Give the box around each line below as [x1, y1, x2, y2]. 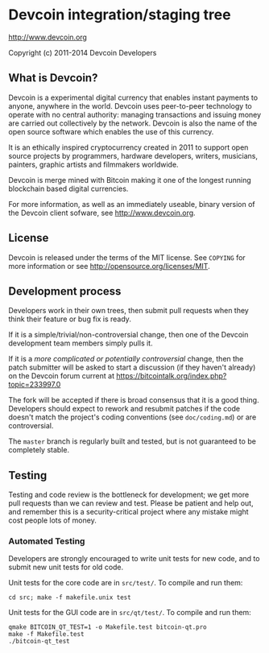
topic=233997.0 [8, 380, 61, 390]
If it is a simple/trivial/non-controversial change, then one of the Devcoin [8, 330, 249, 340]
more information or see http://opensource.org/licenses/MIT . [8, 261, 211, 271]
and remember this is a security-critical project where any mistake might [8, 507, 249, 517]
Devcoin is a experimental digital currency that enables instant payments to [8, 93, 259, 102]
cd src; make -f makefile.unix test [8, 593, 131, 601]
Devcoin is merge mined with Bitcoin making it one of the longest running [8, 175, 251, 184]
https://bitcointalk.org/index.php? [116, 371, 227, 381]
